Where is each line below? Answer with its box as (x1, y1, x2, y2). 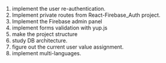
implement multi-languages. (11, 50, 82, 56)
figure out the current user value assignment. (11, 43, 124, 50)
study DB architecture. (11, 37, 68, 44)
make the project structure (11, 31, 78, 38)
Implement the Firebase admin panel (11, 18, 102, 25)
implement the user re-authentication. (11, 5, 106, 12)
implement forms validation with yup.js (11, 24, 108, 31)
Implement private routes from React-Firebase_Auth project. (11, 11, 161, 19)
